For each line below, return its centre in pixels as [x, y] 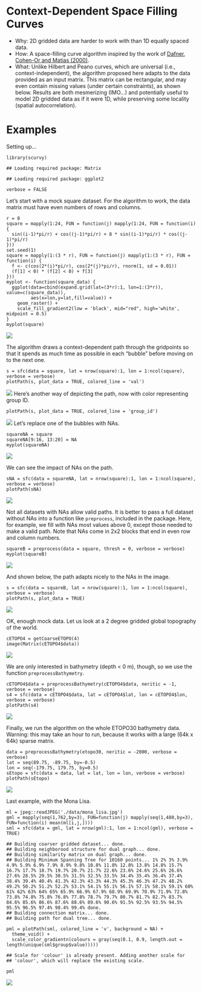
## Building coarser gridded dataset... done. [66, 844]
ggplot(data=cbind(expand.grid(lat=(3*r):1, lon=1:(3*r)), [88, 287]
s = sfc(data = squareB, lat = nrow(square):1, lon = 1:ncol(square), [97, 588]
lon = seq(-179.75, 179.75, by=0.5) [52, 768]
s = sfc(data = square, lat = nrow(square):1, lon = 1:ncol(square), [96, 371]
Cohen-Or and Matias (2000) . [52, 60]
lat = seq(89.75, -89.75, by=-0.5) [51, 762]
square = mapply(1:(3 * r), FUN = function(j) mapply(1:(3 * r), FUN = [98, 255]
